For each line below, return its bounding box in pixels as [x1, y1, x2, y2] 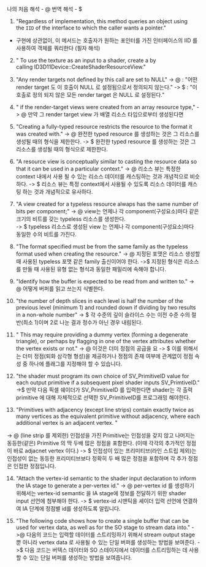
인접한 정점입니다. [13, 462, 56, 470]
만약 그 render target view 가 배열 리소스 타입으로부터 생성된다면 [28, 111, 184, 118]
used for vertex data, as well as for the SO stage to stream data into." [15, 523, 191, 531]
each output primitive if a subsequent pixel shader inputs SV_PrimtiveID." [15, 379, 200, 386]
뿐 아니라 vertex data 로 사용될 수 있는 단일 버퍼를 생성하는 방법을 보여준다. [15, 539, 196, 546]
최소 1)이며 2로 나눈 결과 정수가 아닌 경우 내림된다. [23, 319, 143, 326]
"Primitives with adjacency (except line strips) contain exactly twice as [15, 406, 194, 413]
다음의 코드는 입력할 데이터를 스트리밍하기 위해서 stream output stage [26, 531, 196, 538]
